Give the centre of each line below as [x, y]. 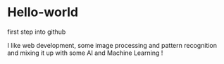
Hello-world [43, 12]
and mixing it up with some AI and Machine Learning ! [85, 53]
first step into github [37, 32]
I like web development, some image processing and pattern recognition [112, 45]
